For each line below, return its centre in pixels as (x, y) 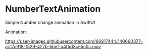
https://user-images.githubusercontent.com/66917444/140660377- (74, 41)
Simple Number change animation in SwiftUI (50, 22)
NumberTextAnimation (53, 9)
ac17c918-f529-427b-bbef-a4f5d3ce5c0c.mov (53, 46)
